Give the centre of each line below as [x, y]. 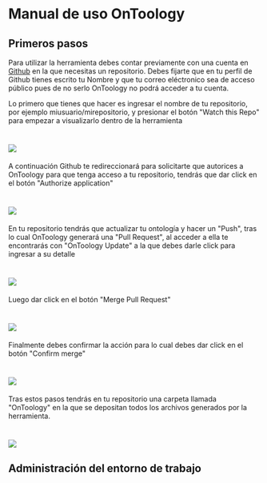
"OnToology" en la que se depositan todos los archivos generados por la [128, 407]
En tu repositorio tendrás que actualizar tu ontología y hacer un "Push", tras [133, 228]
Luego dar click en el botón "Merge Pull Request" [90, 299]
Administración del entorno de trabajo [105, 469]
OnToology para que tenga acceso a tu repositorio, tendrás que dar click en [133, 174]
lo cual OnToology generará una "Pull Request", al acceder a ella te [118, 237]
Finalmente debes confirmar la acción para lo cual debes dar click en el [126, 345]
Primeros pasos [48, 44]
